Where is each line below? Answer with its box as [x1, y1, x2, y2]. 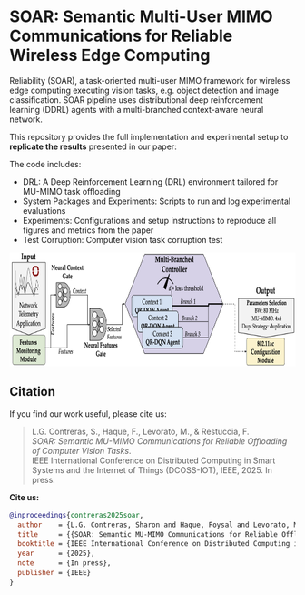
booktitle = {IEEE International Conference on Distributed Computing [17, 540, 290, 549]
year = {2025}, [17, 549, 95, 559]
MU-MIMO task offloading [22, 186, 121, 197]
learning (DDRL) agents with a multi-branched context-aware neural [9, 104, 264, 115]
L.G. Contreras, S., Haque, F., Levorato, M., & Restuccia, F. [31, 426, 250, 437]
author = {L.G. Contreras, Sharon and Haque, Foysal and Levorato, [17, 520, 290, 529]
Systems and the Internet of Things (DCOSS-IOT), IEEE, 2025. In [31, 464, 272, 475]
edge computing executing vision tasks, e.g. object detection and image [9, 85, 280, 96]
